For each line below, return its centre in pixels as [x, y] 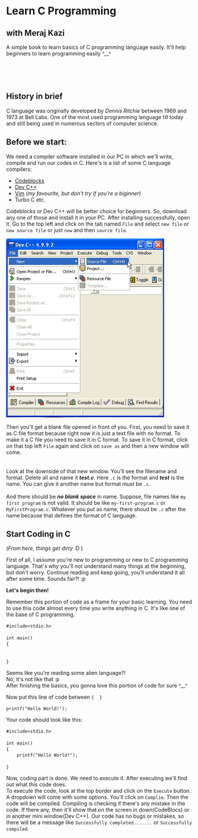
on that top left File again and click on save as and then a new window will [98, 446]
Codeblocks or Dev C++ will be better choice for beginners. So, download [96, 211]
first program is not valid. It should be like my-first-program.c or [86, 503]
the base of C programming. [41, 615]
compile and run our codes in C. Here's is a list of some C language [88, 162]
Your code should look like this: [44, 720]
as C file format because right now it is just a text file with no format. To [93, 433]
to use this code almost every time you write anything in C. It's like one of [96, 608]
